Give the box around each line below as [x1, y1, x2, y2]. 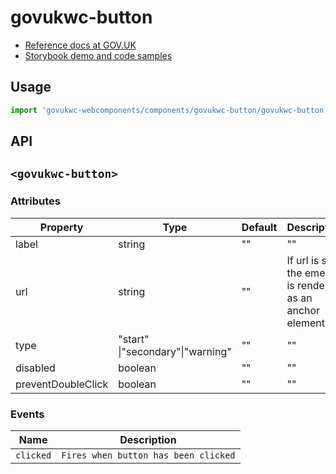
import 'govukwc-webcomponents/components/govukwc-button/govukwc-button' [10, 105, 329, 115]
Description [119, 433, 177, 446]
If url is [286, 253, 320, 267]
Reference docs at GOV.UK [24, 39, 137, 51]
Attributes [10, 194, 61, 208]
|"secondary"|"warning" [118, 344, 232, 358]
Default [241, 220, 278, 234]
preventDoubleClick [15, 377, 109, 391]
